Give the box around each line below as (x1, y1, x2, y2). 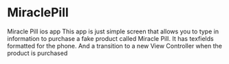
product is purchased (7, 49, 68, 57)
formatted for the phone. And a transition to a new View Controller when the (7, 42, 222, 50)
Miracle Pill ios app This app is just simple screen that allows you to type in (7, 27, 219, 35)
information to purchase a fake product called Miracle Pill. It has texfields (7, 34, 215, 42)
